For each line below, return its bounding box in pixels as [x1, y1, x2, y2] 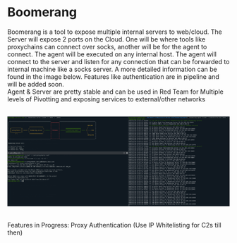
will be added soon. [7, 80, 65, 88]
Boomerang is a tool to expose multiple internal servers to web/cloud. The [7, 27, 222, 36]
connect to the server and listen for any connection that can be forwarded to [7, 57, 230, 66]
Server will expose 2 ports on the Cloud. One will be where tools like [7, 35, 206, 43]
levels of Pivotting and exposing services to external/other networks [7, 94, 206, 103]
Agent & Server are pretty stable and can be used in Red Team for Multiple [7, 87, 224, 96]
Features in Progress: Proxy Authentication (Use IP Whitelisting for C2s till [7, 221, 221, 230]
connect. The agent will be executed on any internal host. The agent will [7, 50, 217, 58]
